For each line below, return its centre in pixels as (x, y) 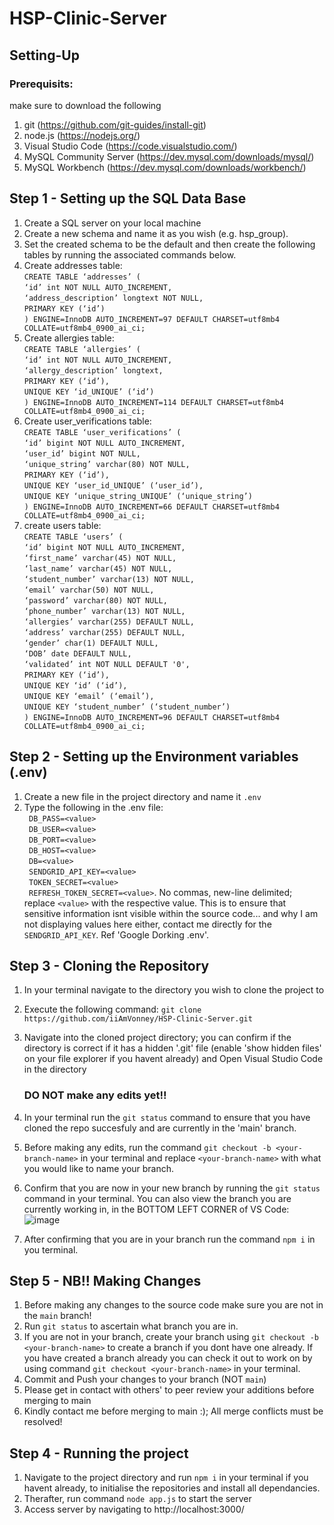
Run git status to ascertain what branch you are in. (131, 1326)
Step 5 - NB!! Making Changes (105, 1281)
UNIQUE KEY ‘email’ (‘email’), (89, 696)
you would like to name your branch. (99, 1168)
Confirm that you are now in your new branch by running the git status (172, 1188)
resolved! (43, 1422)
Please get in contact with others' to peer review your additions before (169, 1390)
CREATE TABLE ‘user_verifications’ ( (102, 432)
